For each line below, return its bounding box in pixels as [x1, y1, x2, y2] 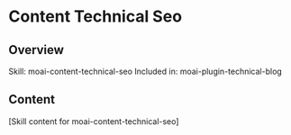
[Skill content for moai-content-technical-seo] [8, 115, 179, 127]
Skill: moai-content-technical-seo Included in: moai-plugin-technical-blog [8, 66, 283, 76]
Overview [8, 42, 65, 58]
